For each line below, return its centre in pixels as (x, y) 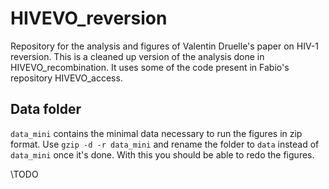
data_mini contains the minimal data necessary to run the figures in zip (156, 133)
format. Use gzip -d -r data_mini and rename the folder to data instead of (165, 144)
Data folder (46, 109)
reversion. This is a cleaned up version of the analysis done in (137, 56)
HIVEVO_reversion (89, 18)
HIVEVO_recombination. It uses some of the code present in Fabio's (150, 67)
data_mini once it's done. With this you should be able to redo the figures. (162, 154)
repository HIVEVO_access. (66, 78)
